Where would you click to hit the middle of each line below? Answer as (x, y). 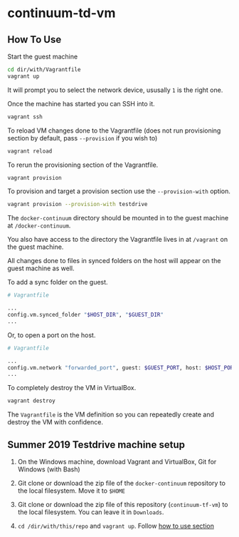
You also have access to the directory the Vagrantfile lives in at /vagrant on (118, 240)
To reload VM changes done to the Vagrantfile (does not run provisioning (114, 131)
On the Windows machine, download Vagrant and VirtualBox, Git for (117, 461)
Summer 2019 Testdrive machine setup (96, 445)
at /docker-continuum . (39, 225)
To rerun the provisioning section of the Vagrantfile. (83, 165)
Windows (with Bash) (49, 469)
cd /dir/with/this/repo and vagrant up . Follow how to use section (116, 526)
